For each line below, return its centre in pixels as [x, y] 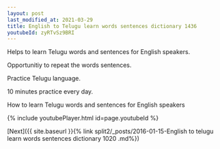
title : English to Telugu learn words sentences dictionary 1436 [102, 26]
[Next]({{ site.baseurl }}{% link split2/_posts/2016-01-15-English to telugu [110, 131]
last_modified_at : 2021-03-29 [50, 20]
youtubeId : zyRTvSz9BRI [41, 32]
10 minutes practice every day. [50, 92]
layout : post [26, 13]
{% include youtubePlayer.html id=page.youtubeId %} [83, 118]
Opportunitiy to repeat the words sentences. [69, 65]
